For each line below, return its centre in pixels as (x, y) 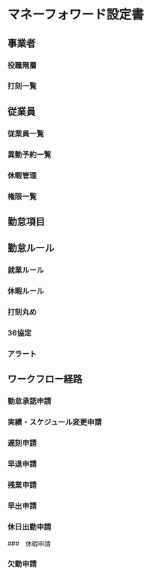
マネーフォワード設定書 (76, 15)
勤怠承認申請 (30, 402)
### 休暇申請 (29, 544)
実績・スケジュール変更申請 (54, 422)
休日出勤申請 (30, 526)
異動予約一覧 (30, 154)
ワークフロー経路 (45, 379)
